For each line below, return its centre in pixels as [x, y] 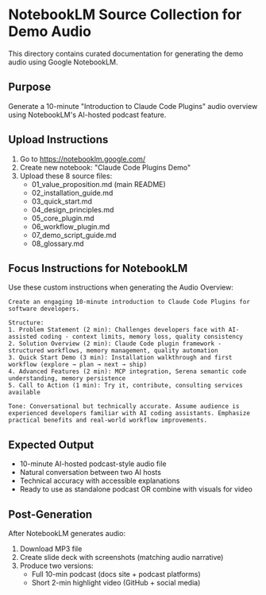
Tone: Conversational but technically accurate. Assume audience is [124, 406]
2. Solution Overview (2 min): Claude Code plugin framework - [115, 344]
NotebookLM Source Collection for [125, 15]
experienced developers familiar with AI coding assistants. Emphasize [129, 414]
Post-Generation [50, 514]
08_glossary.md [58, 243]
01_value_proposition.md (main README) [99, 184]
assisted [23, 337]
